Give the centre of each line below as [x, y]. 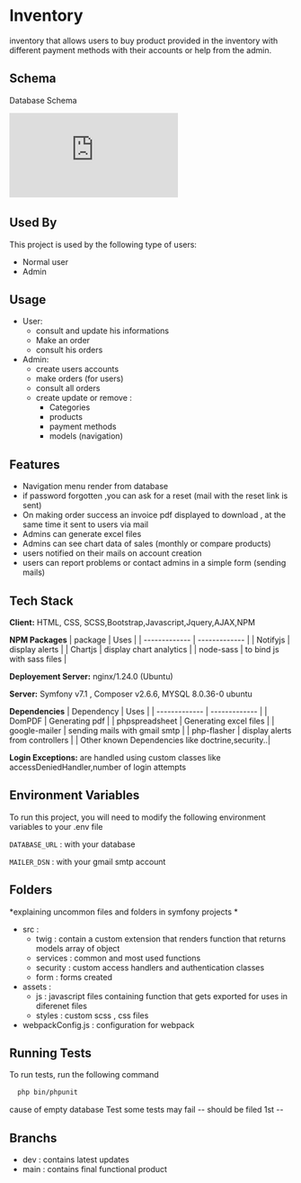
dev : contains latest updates [76, 1160]
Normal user [45, 261]
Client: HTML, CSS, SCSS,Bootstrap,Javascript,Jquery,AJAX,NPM [133, 622]
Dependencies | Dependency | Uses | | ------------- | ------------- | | [138, 711]
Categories [70, 407]
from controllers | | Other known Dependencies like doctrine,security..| [140, 740]
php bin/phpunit [48, 1092]
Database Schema [44, 100]
